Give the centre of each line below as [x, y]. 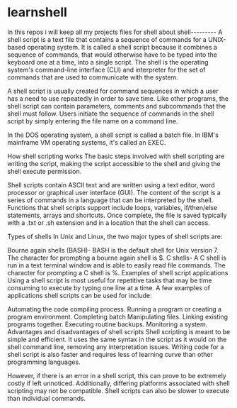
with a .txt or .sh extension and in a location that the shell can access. [109, 222]
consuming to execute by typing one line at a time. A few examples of [109, 287]
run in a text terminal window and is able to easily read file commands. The [116, 265]
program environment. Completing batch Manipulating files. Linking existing [118, 316]
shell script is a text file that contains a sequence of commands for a [107, 39]
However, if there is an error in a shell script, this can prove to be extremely [117, 375]
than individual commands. [47, 398]
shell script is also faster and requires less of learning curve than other [110, 354]
